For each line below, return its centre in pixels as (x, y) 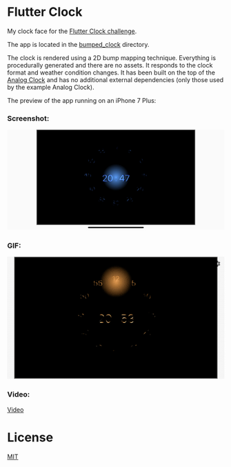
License (30, 437)
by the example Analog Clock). (51, 87)
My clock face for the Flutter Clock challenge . (72, 31)
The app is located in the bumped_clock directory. (78, 44)
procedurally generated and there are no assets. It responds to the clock (110, 65)
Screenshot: (28, 118)
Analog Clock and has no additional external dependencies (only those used (115, 79)
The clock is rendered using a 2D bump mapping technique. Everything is (111, 58)
